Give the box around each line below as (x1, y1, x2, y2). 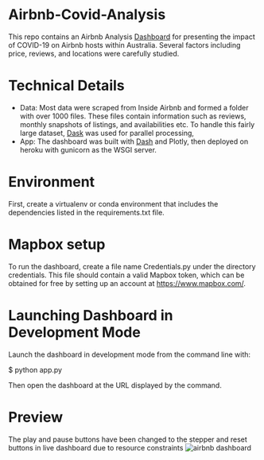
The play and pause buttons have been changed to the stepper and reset (8, 435, 248, 444)
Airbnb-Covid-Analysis (8, 6, 166, 24)
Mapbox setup (8, 236, 106, 253)
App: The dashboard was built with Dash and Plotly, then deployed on (19, 137, 249, 146)
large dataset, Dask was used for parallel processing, (19, 128, 195, 137)
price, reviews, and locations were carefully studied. (8, 48, 180, 58)
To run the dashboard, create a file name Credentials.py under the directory (8, 261, 256, 271)
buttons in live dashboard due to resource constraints (8, 443, 184, 452)
